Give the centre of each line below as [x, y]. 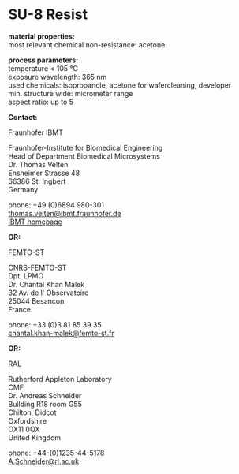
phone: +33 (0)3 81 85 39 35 [55, 324]
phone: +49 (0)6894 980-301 [56, 205]
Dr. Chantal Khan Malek [47, 284]
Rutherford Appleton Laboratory [60, 379]
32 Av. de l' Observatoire [49, 293]
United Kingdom [35, 437]
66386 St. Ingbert [37, 181]
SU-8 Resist [48, 15]
